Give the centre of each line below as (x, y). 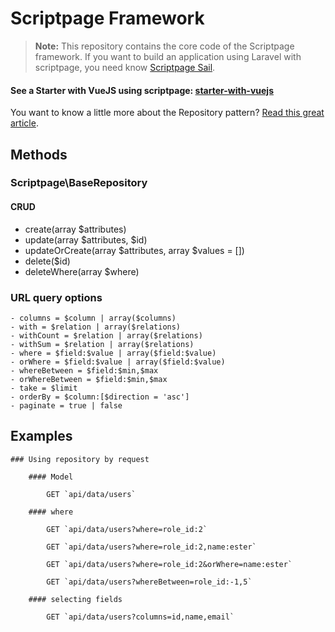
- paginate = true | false (66, 405)
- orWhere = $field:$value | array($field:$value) (118, 362)
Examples (41, 436)
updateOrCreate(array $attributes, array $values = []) (134, 250)
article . (24, 123)
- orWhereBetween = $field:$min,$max (89, 379)
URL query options (56, 297)
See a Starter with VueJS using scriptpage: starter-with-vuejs (142, 90)
